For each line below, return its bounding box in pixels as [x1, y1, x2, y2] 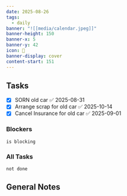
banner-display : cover [6, 53, 62, 59]
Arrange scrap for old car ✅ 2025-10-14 [14, 103, 113, 110]
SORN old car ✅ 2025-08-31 [14, 97, 85, 104]
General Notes [6, 182, 61, 192]
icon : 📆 [6, 48, 26, 54]
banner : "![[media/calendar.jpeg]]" [6, 25, 97, 32]
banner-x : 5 [6, 36, 36, 42]
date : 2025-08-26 [6, 8, 49, 15]
